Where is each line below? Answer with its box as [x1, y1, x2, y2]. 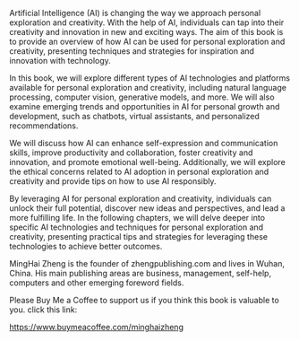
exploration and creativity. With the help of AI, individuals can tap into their [9, 17, 285, 28]
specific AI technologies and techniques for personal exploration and [9, 222, 264, 232]
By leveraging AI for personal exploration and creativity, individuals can [9, 193, 272, 204]
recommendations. [9, 120, 79, 131]
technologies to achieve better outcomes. [9, 241, 163, 251]
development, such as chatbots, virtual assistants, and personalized [9, 111, 260, 121]
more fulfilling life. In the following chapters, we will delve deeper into [9, 213, 266, 223]
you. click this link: [9, 304, 78, 315]
